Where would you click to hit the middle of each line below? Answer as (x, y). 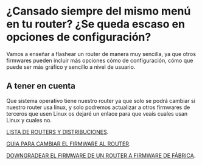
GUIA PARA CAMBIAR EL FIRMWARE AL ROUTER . (68, 144)
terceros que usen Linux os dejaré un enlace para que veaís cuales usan (97, 113)
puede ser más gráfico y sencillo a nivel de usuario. (71, 67)
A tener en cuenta (41, 86)
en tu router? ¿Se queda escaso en (96, 24)
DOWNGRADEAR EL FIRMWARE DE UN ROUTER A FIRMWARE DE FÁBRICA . (101, 155)
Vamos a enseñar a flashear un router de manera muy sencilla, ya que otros (101, 54)
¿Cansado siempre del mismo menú (99, 11)
